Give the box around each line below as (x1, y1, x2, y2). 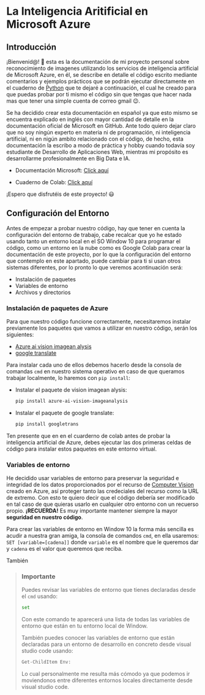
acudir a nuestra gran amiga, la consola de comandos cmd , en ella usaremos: (6, 532, 199, 540)
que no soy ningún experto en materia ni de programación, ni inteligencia (6, 129, 191, 136)
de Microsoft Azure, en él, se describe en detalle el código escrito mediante (6, 71, 198, 78)
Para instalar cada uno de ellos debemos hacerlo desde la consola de (6, 361, 182, 369)
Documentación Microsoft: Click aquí (15, 167, 109, 174)
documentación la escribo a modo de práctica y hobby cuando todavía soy (6, 142, 195, 149)
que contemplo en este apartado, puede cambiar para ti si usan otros (6, 257, 181, 265)
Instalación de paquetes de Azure (6, 304, 109, 313)
